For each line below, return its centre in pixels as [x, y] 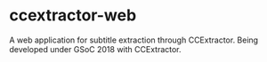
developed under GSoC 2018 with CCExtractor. [95, 49]
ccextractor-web [73, 15]
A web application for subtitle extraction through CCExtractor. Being [134, 40]
